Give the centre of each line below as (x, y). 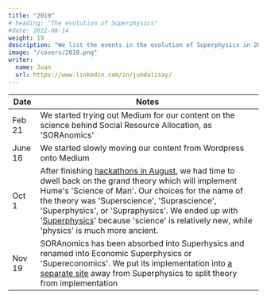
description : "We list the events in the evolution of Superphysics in (129, 45)
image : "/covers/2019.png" (53, 52)
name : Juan (33, 68)
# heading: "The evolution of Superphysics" (83, 23)
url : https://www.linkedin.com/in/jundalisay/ (94, 75)
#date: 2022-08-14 (39, 30)
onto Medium (65, 157)
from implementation (79, 283)
